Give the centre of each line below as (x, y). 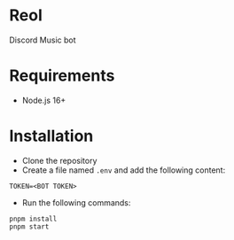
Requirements (62, 76)
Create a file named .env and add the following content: (124, 170)
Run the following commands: (76, 202)
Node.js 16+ (44, 100)
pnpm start (29, 227)
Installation (51, 136)
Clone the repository (59, 160)
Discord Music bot (43, 40)
